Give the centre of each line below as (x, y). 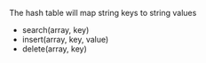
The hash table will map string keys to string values (103, 13)
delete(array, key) (54, 49)
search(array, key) (55, 30)
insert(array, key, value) (65, 39)
